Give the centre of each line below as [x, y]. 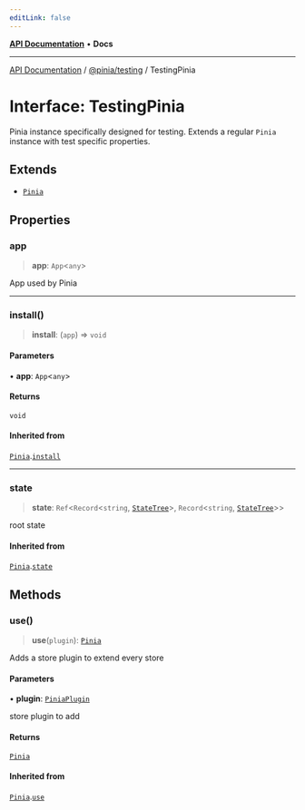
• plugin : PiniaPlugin [50, 698]
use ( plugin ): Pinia [66, 640]
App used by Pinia [44, 283]
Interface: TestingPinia [97, 106]
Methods [35, 595]
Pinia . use [27, 796]
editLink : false [40, 18]
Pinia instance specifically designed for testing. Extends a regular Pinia [143, 132]
